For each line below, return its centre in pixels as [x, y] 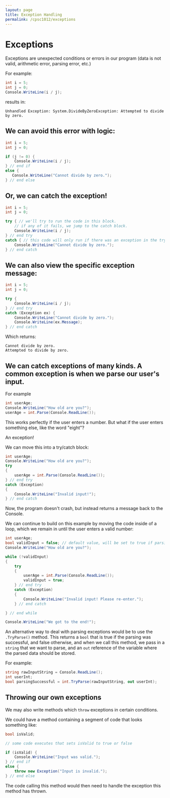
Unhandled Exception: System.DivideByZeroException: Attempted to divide [85, 111]
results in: [15, 102]
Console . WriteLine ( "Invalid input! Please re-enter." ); [83, 599]
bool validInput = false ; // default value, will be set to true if [79, 543]
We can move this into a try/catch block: [47, 447]
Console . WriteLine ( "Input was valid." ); [57, 757]
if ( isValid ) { [21, 752]
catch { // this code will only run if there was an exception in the [81, 240]
